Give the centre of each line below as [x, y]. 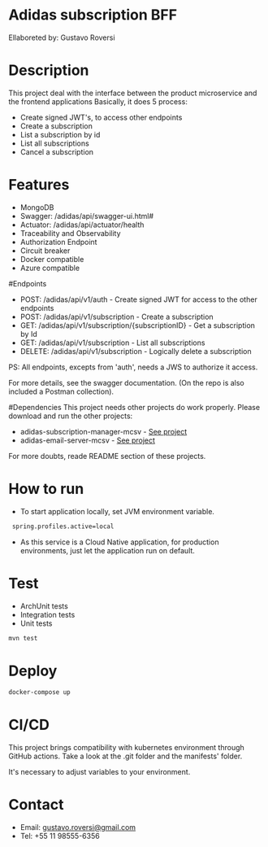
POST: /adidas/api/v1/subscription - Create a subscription [117, 317]
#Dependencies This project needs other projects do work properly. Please [134, 407]
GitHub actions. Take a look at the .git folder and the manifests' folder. [125, 756]
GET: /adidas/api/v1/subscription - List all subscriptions [112, 343]
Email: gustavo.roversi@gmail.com [78, 827]
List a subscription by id [60, 134]
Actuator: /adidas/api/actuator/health [82, 225]
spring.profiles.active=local [63, 526]
